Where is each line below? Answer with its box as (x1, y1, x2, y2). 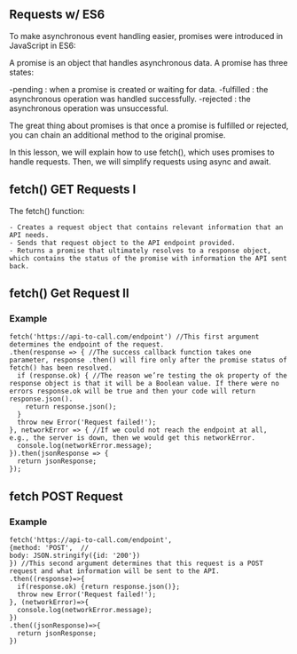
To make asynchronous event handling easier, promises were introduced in (9, 30, 284, 41)
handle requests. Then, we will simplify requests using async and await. (9, 156, 272, 167)
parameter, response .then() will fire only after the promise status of (9, 355, 288, 365)
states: (9, 67, 34, 77)
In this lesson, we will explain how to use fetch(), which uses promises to (9, 147, 275, 157)
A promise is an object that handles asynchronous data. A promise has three (9, 57, 288, 68)
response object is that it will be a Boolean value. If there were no (9, 379, 279, 388)
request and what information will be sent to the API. (9, 567, 220, 576)
